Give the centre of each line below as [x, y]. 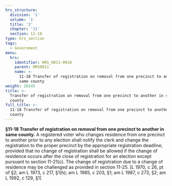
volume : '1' [23, 19]
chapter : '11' [25, 29]
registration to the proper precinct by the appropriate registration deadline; [84, 145]
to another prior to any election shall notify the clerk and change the [77, 140]
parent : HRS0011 [32, 67]
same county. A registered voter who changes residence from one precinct [85, 134]
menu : [11, 53]
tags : [11, 43]
